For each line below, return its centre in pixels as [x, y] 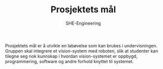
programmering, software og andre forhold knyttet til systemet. [69, 61]
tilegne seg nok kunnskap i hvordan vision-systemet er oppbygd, [71, 56]
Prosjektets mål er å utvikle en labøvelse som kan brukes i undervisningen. [81, 45]
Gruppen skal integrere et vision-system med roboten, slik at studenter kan [82, 51]
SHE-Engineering [83, 23]
